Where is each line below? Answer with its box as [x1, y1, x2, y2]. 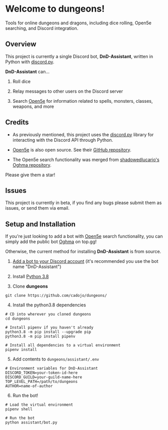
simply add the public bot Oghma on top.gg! [5, 239, 97, 245]
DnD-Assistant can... [5, 68, 50, 74]
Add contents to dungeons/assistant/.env [12, 356, 99, 362]
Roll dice [12, 78, 31, 84]
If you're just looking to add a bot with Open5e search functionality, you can [5, 233, 163, 240]
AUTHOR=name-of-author [5, 383, 53, 389]
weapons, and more [12, 103, 54, 109]
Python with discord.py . [5, 59, 54, 65]
